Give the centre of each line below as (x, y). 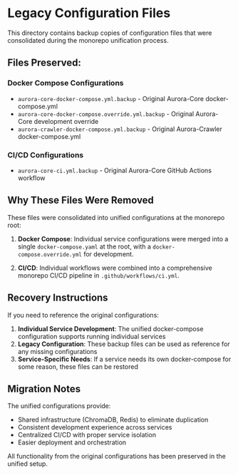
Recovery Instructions (58, 298)
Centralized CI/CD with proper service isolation (87, 435)
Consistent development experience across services (95, 427)
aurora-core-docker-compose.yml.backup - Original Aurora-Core (111, 98)
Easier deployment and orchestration (72, 442)
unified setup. (28, 464)
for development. (108, 254)
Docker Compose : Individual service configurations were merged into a (123, 239)
